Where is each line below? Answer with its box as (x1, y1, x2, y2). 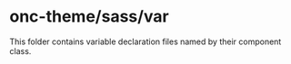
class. (9, 45, 32, 56)
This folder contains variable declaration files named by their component (9, 36, 282, 47)
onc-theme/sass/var (9, 6, 170, 27)
